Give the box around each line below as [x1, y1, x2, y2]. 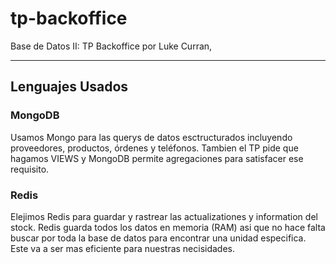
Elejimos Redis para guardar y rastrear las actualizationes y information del [10, 210, 318, 222]
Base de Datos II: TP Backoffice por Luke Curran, [10, 40, 213, 52]
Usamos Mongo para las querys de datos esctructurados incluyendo [10, 131, 293, 143]
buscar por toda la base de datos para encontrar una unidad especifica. [10, 232, 307, 244]
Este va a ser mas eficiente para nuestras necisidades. [10, 242, 236, 254]
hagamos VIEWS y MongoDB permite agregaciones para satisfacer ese [10, 152, 304, 164]
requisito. [10, 163, 50, 175]
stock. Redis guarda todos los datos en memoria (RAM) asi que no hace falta [10, 221, 326, 233]
